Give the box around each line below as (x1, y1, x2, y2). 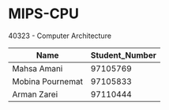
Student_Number (90, 49, 156, 60)
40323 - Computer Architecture (8, 31, 112, 40)
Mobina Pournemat (12, 76, 83, 87)
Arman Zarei (12, 89, 58, 100)
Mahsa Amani (12, 63, 63, 74)
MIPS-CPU (8, 5, 79, 23)
